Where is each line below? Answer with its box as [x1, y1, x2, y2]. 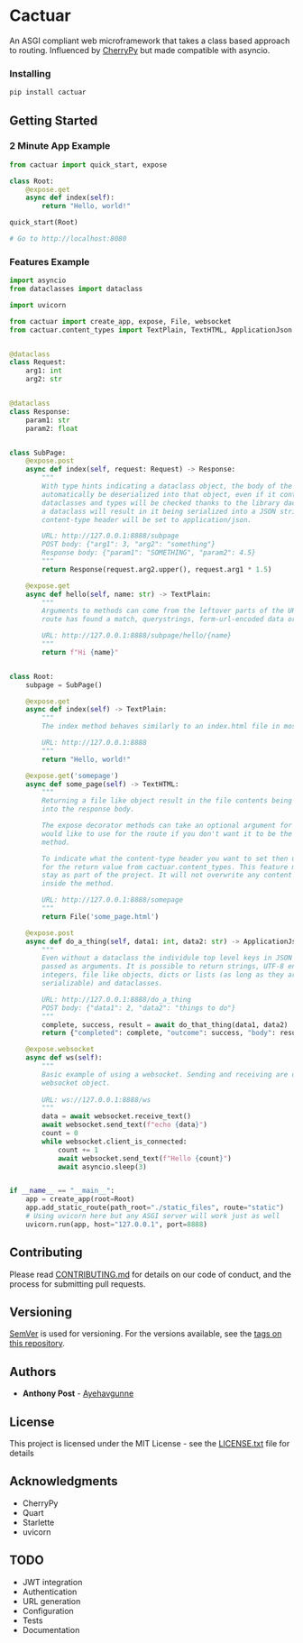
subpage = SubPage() [25, 680, 103, 690]
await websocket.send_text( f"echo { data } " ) [41, 1120, 207, 1130]
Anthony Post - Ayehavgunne [22, 1388, 134, 1399]
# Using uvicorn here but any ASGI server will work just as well [25, 1212, 280, 1221]
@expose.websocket [25, 1045, 95, 1054]
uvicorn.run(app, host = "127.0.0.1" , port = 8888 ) [25, 1219, 207, 1229]
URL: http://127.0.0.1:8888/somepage [41, 895, 183, 904]
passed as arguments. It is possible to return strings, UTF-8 [41, 962, 284, 971]
